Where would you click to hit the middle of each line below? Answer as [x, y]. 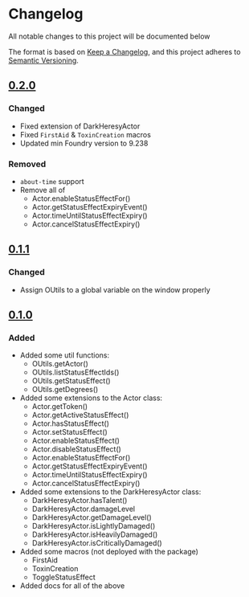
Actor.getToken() [60, 407]
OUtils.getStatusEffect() [71, 381]
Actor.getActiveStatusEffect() [80, 415]
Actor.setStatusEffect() [70, 432]
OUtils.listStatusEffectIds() [76, 372]
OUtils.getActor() [60, 364]
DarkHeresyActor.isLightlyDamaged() [94, 526]
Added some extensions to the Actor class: [91, 398]
